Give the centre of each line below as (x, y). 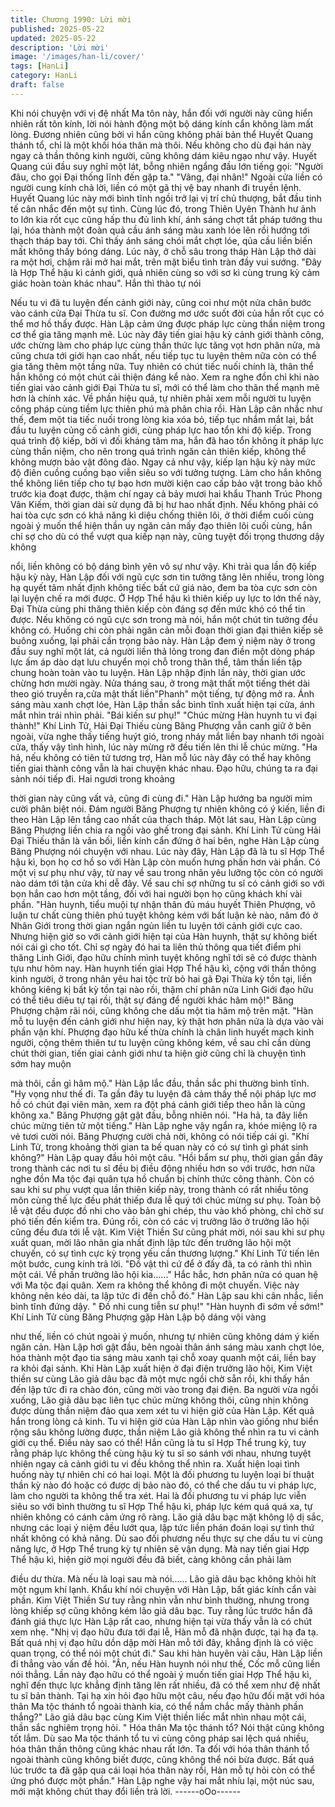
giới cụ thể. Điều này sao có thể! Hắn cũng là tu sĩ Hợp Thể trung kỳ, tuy (158, 1442)
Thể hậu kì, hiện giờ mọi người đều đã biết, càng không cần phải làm (151, 1559)
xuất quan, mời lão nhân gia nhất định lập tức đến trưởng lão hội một (151, 1242)
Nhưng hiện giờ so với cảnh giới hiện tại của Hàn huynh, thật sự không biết (164, 936)
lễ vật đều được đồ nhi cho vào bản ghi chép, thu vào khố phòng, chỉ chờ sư (167, 1210)
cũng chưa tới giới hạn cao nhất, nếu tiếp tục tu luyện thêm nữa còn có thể (163, 355)
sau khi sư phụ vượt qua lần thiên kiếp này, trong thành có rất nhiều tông (159, 1189)
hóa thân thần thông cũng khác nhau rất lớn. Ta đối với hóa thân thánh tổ (160, 1748)
